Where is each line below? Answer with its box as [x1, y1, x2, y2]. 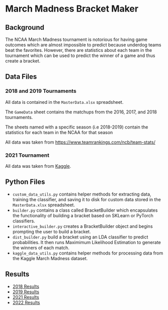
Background [5, 23, 44, 32]
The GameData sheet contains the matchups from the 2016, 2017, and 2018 [5, 109, 157, 115]
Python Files [5, 177, 45, 187]
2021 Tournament [5, 152, 49, 159]
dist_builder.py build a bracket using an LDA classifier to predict [12, 234, 148, 240]
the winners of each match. [12, 244, 69, 251]
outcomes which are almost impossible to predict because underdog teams [5, 42, 161, 48]
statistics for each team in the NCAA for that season [5, 129, 113, 135]
